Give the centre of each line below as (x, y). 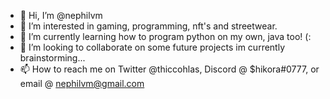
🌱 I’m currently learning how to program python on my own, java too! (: (165, 36)
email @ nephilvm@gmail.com (82, 83)
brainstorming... (52, 58)
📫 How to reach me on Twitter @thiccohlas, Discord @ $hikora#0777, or (169, 69)
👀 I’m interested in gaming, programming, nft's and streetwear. (148, 26)
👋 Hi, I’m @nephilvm (61, 15)
